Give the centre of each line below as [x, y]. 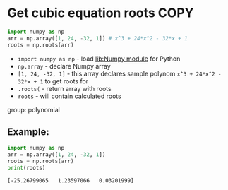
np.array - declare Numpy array [64, 66]
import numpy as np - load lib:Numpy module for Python [99, 59]
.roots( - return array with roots [64, 88]
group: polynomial [34, 109]
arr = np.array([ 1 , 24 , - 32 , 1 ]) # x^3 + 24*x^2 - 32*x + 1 [98, 38]
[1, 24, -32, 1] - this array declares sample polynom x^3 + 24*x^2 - [119, 73]
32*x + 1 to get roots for [53, 81]
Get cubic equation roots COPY [101, 13]
